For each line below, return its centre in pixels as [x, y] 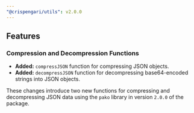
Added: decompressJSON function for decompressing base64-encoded [102, 73]
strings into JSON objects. [47, 79]
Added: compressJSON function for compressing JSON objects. [92, 66]
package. [18, 103]
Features [23, 36]
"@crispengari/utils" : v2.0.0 [44, 12]
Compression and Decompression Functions [73, 53]
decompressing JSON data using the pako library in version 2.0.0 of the [95, 97]
